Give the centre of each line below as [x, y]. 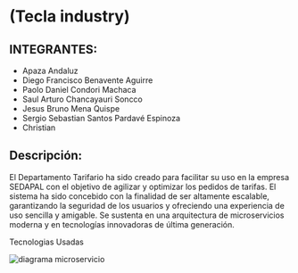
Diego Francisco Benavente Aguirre [87, 80]
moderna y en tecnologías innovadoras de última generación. [122, 224]
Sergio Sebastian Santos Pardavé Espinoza [101, 118]
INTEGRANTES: [54, 50]
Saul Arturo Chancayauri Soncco [82, 99]
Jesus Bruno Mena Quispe [71, 108]
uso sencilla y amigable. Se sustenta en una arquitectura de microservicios [147, 215]
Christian [39, 128]
